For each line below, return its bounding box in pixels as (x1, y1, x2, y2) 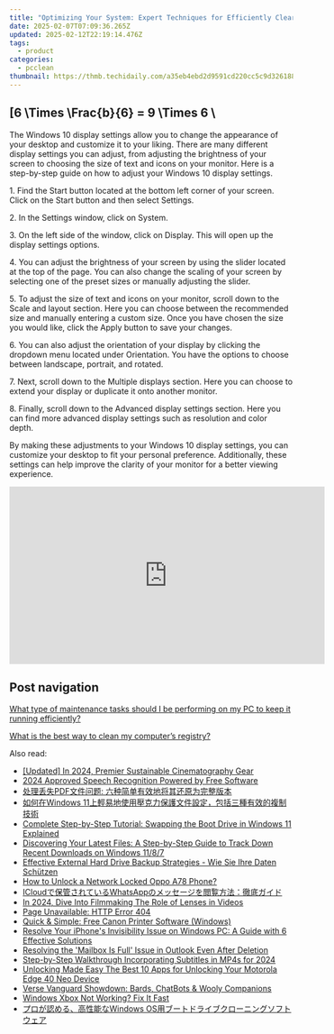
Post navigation (9, 680, 99, 695)
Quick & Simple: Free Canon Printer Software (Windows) (22, 916, 231, 927)
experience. (9, 468, 54, 479)
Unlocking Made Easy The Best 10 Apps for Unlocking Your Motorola (22, 964, 277, 975)
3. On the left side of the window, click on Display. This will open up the (9, 229, 274, 240)
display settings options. (9, 239, 101, 250)
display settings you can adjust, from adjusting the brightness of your (9, 148, 267, 159)
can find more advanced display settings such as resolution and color (9, 412, 267, 424)
